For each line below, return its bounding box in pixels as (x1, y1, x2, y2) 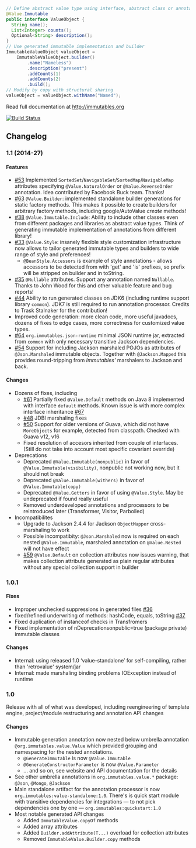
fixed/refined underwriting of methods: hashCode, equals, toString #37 (14, 612, 185, 619)
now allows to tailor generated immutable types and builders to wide (14, 245, 179, 252)
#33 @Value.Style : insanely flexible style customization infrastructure (14, 239, 181, 246)
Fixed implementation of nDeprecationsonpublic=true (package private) (14, 624, 187, 631)
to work (51, 526, 70, 533)
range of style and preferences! (14, 251, 91, 258)
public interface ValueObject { (6, 16, 85, 22)
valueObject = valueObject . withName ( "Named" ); (6, 92, 121, 98)
